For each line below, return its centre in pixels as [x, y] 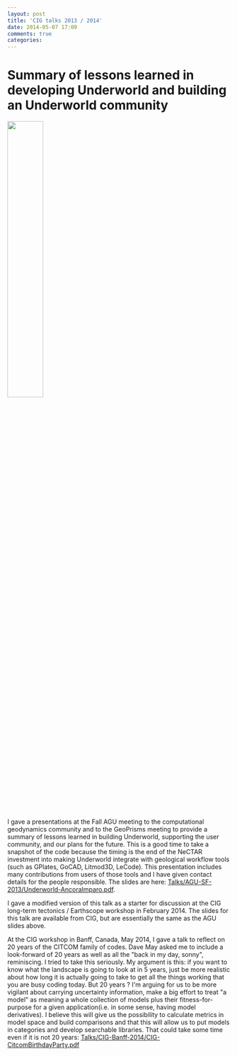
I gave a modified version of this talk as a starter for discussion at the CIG [114, 903]
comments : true [30, 34]
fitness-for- [196, 1000]
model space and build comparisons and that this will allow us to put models [118, 1022]
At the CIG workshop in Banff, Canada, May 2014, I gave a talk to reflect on [116, 940]
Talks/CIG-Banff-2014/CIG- [120, 1038]
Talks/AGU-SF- [190, 882]
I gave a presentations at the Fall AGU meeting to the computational [106, 822]
